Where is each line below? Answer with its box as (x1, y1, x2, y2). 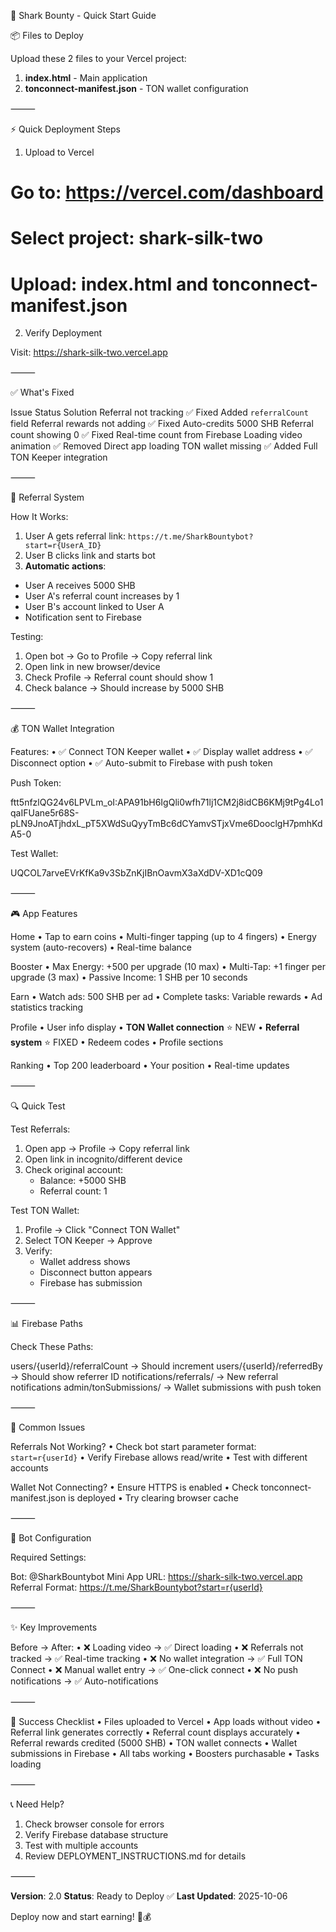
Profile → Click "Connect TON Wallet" (24, 1224, 181, 1236)
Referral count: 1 (39, 1185, 108, 1197)
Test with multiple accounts (24, 1840, 139, 1852)
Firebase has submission (39, 1277, 143, 1289)
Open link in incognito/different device (24, 1153, 183, 1165)
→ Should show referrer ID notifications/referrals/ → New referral (10, 1371, 279, 1383)
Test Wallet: (10, 848, 59, 860)
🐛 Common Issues (10, 1421, 86, 1434)
